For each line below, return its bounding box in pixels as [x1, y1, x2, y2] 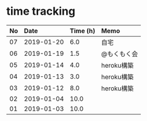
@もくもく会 [100, 49, 138, 58]
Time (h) [69, 26, 96, 35]
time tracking [6, 4, 75, 18]
